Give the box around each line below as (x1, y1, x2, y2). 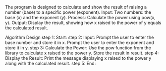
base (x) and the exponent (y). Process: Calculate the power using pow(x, (5, 15, 156, 20)
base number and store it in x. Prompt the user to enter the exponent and (5, 40, 155, 46)
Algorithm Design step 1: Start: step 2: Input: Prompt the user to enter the (5, 34, 154, 40)
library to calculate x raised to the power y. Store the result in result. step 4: (5, 50, 159, 56)
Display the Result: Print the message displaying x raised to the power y (5, 55, 152, 61)
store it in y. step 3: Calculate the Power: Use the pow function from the (5, 45, 151, 50)
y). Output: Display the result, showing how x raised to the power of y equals (5, 20, 162, 25)
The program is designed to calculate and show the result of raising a (5, 4, 147, 10)
